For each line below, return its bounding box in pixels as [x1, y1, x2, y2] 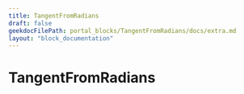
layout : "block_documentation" [8, 34, 114, 43]
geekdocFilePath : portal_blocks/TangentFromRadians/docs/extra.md [8, 27, 237, 35]
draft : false [8, 19, 53, 27]
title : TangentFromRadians [8, 11, 99, 20]
